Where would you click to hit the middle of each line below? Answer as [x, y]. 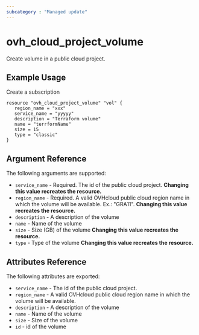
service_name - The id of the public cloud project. [76, 288]
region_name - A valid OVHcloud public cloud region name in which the [103, 294]
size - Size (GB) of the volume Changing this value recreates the [97, 230]
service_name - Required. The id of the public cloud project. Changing [102, 185]
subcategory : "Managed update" [47, 12]
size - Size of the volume [46, 320]
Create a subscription [33, 92]
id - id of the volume [40, 327]
